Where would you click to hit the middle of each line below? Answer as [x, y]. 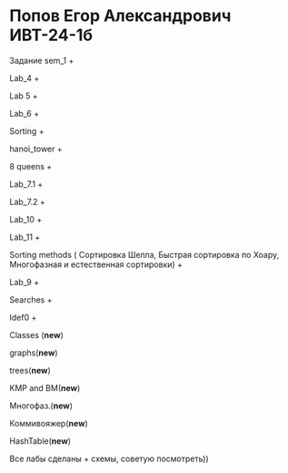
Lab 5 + [24, 96]
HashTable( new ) [40, 441]
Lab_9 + [24, 282]
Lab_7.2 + [27, 201]
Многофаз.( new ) [41, 406]
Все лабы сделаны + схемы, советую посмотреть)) [109, 458]
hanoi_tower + [36, 149]
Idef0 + [23, 317]
